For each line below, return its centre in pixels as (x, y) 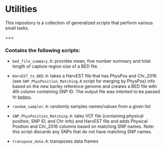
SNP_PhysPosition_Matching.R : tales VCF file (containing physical (78, 116)
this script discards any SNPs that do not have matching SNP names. (82, 132)
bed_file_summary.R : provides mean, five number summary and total (82, 61)
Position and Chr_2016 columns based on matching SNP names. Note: (83, 126)
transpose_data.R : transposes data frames (55, 141)
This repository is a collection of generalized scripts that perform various (79, 23)
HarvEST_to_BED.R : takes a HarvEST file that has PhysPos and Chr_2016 (84, 76)
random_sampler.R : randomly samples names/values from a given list (82, 107)
